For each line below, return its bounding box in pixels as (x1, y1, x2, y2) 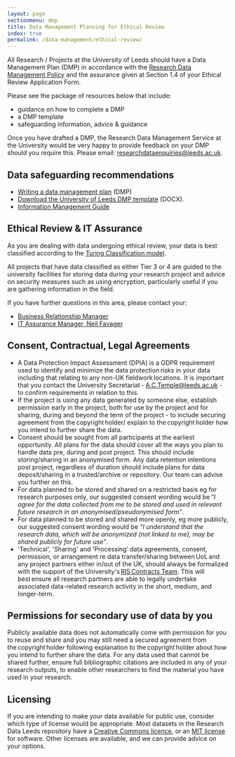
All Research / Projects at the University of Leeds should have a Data (7, 55, 206, 64)
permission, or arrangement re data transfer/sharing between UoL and (17, 552, 220, 561)
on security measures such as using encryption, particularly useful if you (7, 277, 219, 286)
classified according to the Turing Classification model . (7, 248, 166, 257)
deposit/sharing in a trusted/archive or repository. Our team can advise (17, 470, 223, 478)
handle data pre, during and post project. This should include (17, 448, 194, 456)
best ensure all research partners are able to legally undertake (17, 575, 197, 583)
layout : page (7, 10, 46, 18)
